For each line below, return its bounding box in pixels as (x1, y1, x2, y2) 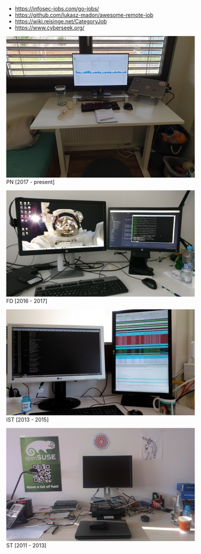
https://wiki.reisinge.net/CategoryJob (14, 18, 107, 25)
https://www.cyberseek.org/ (14, 24, 85, 31)
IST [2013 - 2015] (6, 416, 49, 423)
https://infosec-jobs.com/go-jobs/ (14, 5, 99, 12)
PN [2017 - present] (6, 178, 55, 185)
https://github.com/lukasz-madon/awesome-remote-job (14, 11, 154, 19)
